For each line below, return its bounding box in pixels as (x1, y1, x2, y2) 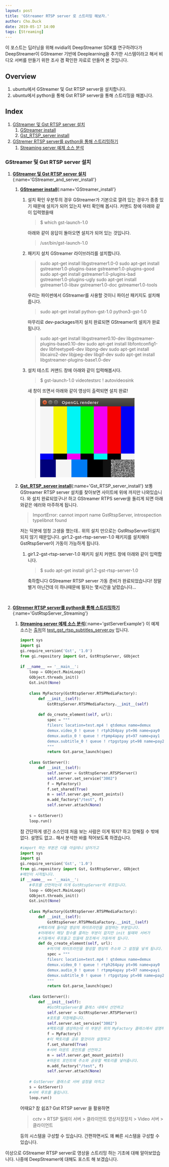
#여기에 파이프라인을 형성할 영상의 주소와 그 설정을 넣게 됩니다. (47, 946, 163, 952)
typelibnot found (32, 517, 67, 523)
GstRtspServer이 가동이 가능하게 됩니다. (20, 540, 100, 547)
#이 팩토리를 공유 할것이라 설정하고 (47, 1037, 111, 1042)
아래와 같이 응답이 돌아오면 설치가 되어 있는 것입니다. (27, 230, 131, 236)
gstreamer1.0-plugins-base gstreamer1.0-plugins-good (40, 266, 155, 272)
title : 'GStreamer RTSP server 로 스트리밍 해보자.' (5, 13, 110, 19)
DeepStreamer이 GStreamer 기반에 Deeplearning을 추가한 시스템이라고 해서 (5, 51, 158, 57)
